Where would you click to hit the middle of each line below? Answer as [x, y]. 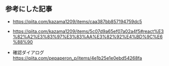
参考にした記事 [29, 9]
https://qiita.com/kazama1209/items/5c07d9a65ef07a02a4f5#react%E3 [88, 31]
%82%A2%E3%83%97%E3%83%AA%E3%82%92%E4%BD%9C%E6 [88, 36]
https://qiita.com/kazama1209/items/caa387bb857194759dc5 [77, 21]
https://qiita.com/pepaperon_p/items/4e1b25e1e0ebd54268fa [77, 58]
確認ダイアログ [28, 52]
